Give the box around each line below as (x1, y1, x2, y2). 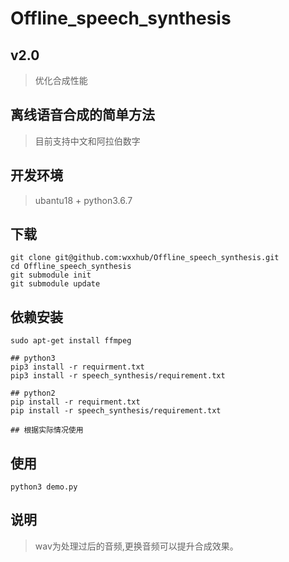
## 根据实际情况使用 (10, 425, 84, 436)
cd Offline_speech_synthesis (10, 262, 132, 272)
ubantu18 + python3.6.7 (34, 194, 133, 206)
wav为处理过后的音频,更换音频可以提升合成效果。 (34, 540, 239, 552)
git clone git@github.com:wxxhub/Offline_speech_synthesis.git (10, 253, 280, 263)
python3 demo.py (10, 482, 78, 492)
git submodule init (10, 270, 92, 281)
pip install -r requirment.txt (10, 397, 141, 407)
